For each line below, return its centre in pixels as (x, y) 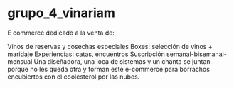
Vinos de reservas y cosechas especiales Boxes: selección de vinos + (110, 46)
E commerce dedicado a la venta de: (61, 33)
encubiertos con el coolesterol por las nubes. (74, 77)
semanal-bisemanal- (197, 54)
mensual (20, 61)
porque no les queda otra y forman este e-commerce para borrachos (108, 69)
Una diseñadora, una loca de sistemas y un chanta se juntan (122, 61)
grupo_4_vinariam (62, 13)
